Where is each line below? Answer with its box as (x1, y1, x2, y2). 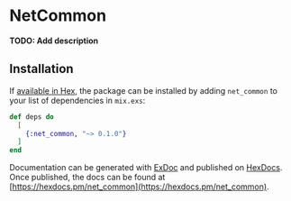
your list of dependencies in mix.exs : (9, 95, 146, 105)
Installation (9, 61, 74, 77)
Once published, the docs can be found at (9, 172, 166, 183)
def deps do (9, 112, 54, 122)
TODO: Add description (9, 35, 99, 46)
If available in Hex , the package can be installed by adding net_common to (9, 85, 277, 96)
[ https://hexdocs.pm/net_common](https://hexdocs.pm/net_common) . (9, 181, 269, 192)
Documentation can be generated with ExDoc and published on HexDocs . (9, 162, 283, 173)
